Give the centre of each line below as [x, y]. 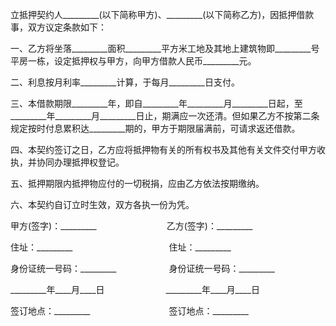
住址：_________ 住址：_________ [121, 247]
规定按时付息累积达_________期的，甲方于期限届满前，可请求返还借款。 [155, 128]
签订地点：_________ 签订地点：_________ [129, 311]
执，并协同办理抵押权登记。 [67, 162]
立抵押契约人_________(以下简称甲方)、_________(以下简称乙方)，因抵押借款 [162, 14]
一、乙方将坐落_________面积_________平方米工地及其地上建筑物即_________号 [165, 48]
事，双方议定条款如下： [58, 27]
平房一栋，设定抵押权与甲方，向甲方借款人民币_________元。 [133, 61]
